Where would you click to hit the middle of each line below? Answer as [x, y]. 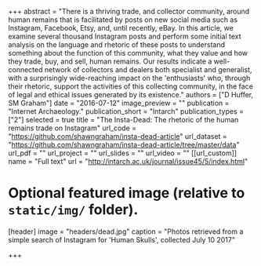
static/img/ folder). [73, 210]
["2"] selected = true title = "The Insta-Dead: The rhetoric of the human [123, 120]
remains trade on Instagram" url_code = [72, 128]
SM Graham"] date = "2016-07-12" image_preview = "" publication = [119, 103]
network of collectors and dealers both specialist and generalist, [148, 69]
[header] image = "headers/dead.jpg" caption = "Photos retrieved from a [126, 231]
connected [25, 69]
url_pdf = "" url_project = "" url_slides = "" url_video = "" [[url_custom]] [123, 153]
